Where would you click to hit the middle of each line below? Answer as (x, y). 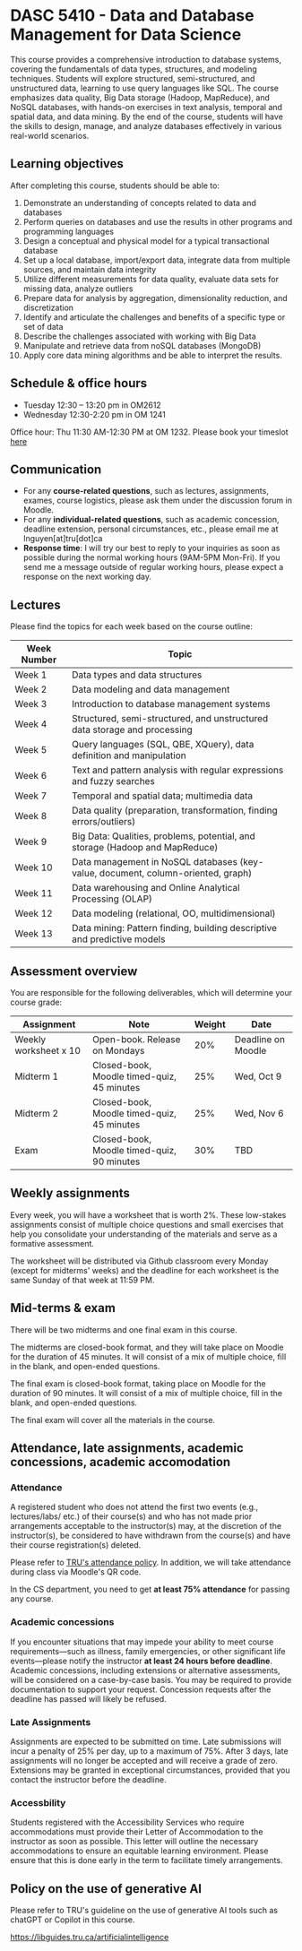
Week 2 (31, 689)
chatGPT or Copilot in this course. (73, 1920)
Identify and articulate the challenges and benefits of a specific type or (154, 317)
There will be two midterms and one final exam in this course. (124, 1329)
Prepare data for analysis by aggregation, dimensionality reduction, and (155, 298)
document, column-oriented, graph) (176, 873)
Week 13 (34, 934)
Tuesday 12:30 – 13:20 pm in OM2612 (92, 405)
